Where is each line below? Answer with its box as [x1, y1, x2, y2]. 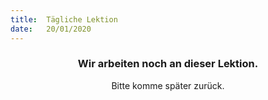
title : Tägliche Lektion [10, 14, 118, 25]
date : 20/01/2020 [10, 24, 92, 34]
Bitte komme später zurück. [111, 79, 225, 91]
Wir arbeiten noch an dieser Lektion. [77, 57, 259, 71]
